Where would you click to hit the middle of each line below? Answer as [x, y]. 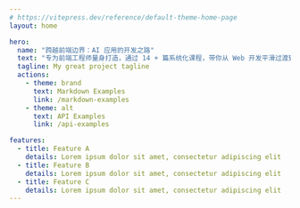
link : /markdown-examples [81, 100]
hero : [19, 42]
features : [28, 140]
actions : [33, 75]
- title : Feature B [54, 165]
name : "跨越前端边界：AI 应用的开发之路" [86, 50]
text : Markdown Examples [79, 91]
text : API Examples [69, 116]
